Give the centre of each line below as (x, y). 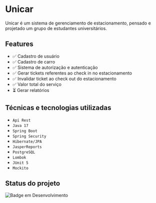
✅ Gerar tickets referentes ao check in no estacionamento (72, 73)
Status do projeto (33, 183)
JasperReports (27, 147)
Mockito (20, 168)
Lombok (19, 157)
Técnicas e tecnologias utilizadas (58, 108)
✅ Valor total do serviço (37, 84)
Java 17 (20, 125)
